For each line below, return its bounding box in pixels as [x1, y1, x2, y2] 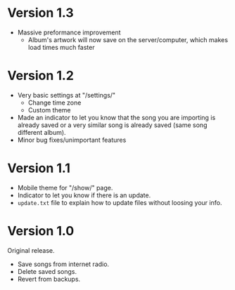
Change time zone [27, 98, 82, 107]
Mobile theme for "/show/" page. [17, 183, 113, 192]
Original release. [7, 246, 55, 254]
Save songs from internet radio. [17, 260, 110, 268]
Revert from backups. [17, 275, 81, 283]
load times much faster [27, 43, 95, 51]
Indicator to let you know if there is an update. [17, 191, 151, 199]
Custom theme [27, 105, 71, 114]
